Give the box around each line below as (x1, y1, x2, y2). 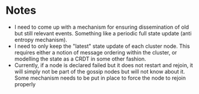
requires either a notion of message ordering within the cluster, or (14, 48, 177, 56)
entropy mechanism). (14, 36, 67, 43)
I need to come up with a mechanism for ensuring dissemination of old (14, 23, 189, 31)
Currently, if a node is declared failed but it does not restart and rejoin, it (14, 61, 194, 69)
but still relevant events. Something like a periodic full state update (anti (14, 29, 192, 37)
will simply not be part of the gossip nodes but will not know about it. (14, 68, 185, 75)
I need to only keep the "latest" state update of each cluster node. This (14, 43, 190, 50)
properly (14, 80, 36, 87)
